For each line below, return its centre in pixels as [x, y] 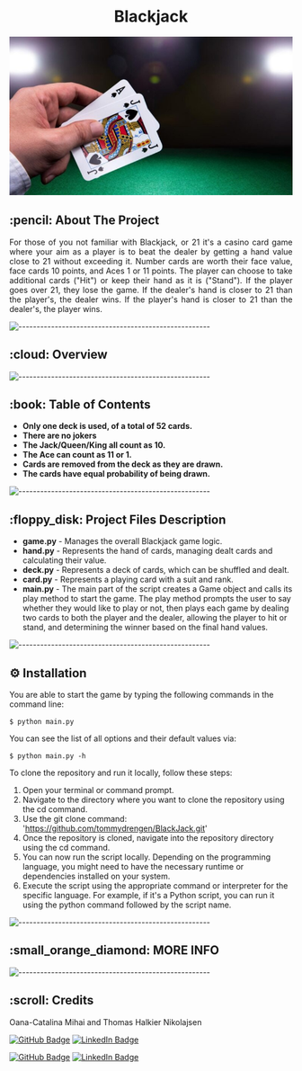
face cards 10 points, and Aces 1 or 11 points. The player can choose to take [151, 271]
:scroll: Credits [52, 1000]
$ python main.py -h [48, 756]
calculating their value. [64, 560]
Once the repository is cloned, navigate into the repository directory [148, 838]
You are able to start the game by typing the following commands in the [142, 695]
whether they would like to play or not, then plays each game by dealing [155, 608]
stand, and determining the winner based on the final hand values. [145, 628]
